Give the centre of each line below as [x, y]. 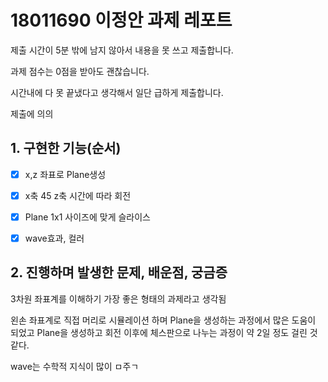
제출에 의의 [32, 113]
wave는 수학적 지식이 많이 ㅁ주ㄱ [75, 366]
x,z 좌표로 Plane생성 [65, 174]
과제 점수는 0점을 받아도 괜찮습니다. [80, 71]
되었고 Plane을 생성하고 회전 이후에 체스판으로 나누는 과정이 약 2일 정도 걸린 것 [164, 332]
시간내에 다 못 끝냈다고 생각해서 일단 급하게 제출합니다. [117, 92]
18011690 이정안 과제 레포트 [121, 20]
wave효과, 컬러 [54, 238]
